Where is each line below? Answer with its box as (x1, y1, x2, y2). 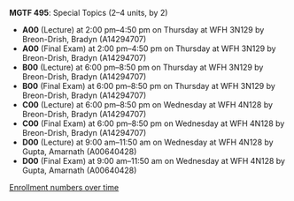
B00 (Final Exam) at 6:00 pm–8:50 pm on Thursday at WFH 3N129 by (21, 81, 276, 91)
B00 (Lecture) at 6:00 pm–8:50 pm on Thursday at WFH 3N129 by (21, 62, 264, 72)
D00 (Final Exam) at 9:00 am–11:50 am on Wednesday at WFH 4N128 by (21, 156, 286, 166)
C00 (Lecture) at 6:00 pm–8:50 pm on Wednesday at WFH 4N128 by (21, 100, 273, 109)
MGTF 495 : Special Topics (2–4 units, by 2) (9, 8, 168, 18)
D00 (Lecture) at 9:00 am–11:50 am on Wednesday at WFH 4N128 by (21, 137, 274, 147)
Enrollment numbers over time (9, 182, 120, 192)
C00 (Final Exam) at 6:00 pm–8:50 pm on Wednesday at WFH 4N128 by (21, 118, 285, 129)
